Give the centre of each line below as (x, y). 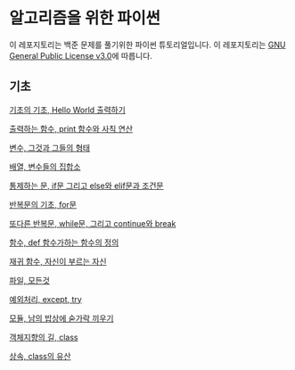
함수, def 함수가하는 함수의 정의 (64, 243)
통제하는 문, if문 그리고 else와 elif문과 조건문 (86, 185)
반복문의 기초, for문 (43, 204)
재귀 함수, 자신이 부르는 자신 (58, 261)
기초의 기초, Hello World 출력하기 (68, 110)
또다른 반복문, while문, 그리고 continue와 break (93, 223)
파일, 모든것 (30, 280)
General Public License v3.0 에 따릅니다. (81, 55)
